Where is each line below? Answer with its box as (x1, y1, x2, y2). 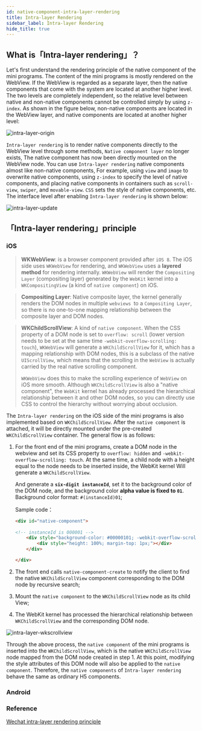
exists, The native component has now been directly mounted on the (6, 154, 177, 161)
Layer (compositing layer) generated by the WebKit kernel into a (21, 275, 178, 282)
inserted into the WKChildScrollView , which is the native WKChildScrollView (6, 647, 191, 654)
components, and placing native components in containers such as (6, 180, 173, 187)
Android (6, 688, 31, 696)
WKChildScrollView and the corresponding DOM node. (14, 617, 150, 624)
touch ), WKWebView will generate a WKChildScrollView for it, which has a (21, 343, 195, 351)
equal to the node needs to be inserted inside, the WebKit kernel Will (14, 462, 186, 469)
